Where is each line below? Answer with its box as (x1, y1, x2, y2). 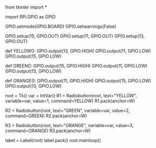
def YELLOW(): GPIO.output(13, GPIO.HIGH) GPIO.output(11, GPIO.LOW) (5, 48, 152, 54)
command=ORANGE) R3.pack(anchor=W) (5, 128, 91, 134)
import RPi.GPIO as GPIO (5, 14, 56, 19)
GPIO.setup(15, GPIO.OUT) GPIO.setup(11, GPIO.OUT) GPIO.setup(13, (5, 33, 145, 39)
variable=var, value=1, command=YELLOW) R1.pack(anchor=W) (5, 98, 135, 104)
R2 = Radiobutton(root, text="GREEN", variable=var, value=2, (5, 108, 130, 113)
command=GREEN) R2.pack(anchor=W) (5, 113, 87, 119)
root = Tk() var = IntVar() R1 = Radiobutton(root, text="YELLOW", (5, 93, 138, 98)
